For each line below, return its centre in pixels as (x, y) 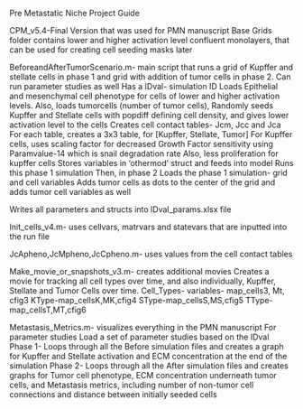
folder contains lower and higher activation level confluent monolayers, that (150, 40)
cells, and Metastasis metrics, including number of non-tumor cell (132, 385)
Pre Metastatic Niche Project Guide (74, 13)
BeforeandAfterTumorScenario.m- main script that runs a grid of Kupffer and (151, 67)
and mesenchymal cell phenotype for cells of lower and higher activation (145, 96)
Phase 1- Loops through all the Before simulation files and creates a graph (147, 346)
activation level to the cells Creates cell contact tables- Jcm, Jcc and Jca (145, 125)
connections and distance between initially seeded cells (114, 395)
